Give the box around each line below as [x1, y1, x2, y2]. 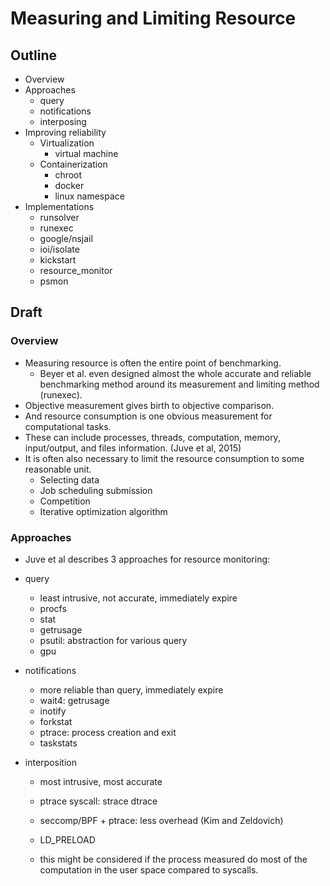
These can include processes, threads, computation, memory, [24, 431, 281, 443]
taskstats [39, 737, 78, 749]
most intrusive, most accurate [39, 775, 163, 787]
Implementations [24, 201, 95, 212]
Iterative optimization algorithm [39, 505, 168, 517]
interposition [24, 756, 77, 768]
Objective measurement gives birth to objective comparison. [24, 399, 275, 411]
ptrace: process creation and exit [39, 726, 177, 738]
